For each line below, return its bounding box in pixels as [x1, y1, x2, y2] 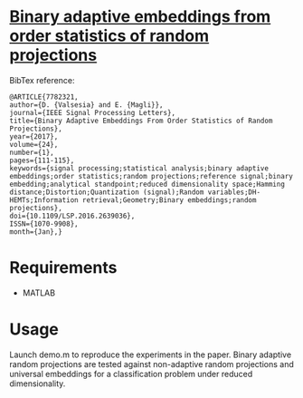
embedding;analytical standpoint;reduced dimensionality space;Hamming [9, 180, 285, 189]
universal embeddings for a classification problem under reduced [9, 368, 253, 379]
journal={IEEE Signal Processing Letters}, [9, 108, 176, 117]
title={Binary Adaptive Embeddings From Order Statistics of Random [9, 116, 273, 125]
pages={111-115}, [9, 156, 75, 165]
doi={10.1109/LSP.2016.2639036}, [9, 211, 136, 220]
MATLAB [22, 287, 56, 298]
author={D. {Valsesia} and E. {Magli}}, [9, 100, 165, 110]
